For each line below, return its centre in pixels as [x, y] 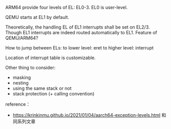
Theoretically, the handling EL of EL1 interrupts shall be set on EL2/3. [78, 27]
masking [22, 78]
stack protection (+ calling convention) [54, 94]
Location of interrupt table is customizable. [50, 58]
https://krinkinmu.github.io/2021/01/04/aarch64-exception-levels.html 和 [89, 115]
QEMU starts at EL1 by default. [37, 17]
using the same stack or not [42, 88]
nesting [21, 83]
